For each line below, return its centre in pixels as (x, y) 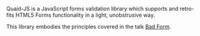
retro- (187, 9)
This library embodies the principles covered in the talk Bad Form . (89, 27)
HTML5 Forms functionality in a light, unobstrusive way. (85, 15)
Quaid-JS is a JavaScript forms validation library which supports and (92, 9)
